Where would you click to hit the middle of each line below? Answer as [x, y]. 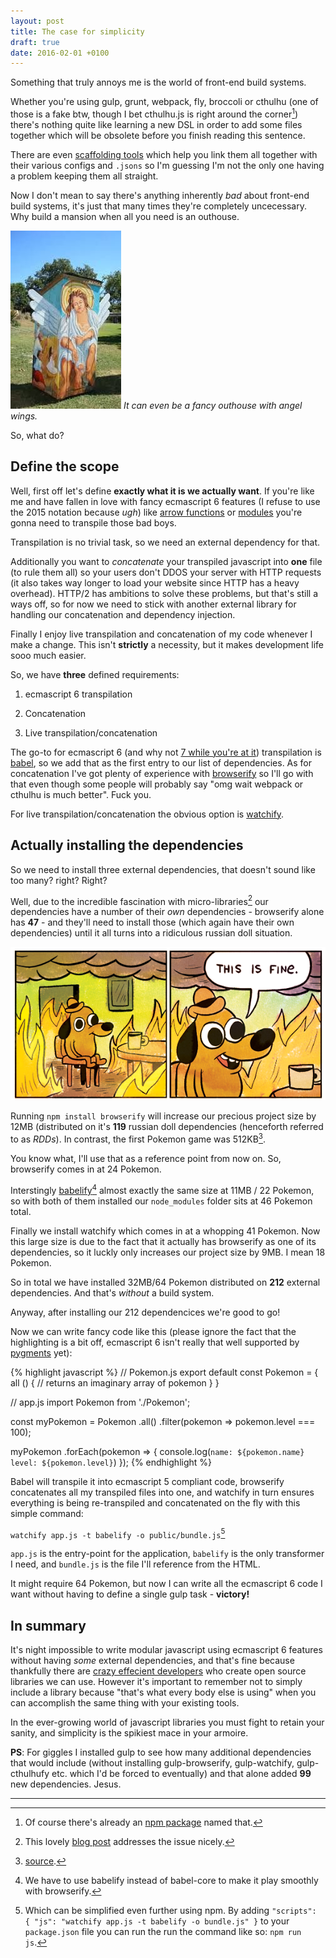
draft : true [35, 42]
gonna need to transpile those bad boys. [93, 522]
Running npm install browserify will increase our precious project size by [163, 1116]
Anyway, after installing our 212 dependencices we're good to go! [145, 1312]
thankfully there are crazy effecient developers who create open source [158, 1671]
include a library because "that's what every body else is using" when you [163, 1692]
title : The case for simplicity [77, 31]
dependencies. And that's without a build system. [112, 1292]
